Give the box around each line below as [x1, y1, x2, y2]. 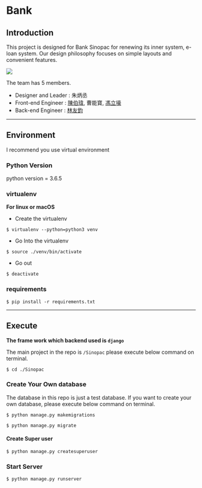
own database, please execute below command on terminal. [6, 400, 155, 407]
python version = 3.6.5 [6, 175, 62, 182]
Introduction [6, 28, 54, 38]
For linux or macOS [6, 203, 55, 211]
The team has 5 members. [6, 79, 72, 86]
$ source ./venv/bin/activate [6, 249, 82, 255]
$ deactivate [6, 271, 39, 277]
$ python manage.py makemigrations [6, 412, 96, 418]
